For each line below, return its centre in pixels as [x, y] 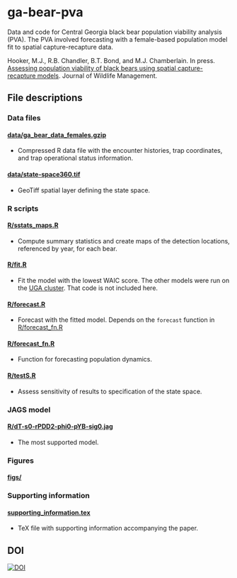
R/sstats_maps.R [33, 225]
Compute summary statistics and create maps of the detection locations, [123, 241]
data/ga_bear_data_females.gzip [57, 134]
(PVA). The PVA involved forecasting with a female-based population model [117, 39]
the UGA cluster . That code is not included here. [87, 288]
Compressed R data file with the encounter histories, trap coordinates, [120, 151]
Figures [21, 461]
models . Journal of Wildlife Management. [97, 76]
